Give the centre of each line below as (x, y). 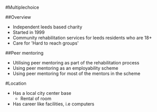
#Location (16, 83)
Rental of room (36, 99)
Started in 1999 (29, 32)
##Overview (18, 17)
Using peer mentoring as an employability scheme (66, 68)
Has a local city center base (42, 93)
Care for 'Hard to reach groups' (46, 43)
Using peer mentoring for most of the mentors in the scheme (76, 73)
